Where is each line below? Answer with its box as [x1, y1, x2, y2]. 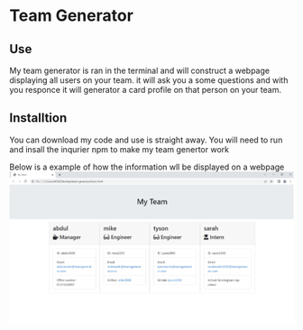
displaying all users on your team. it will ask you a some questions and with [9, 75, 289, 86]
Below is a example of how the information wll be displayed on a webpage [9, 161, 285, 172]
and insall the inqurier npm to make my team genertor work [9, 143, 230, 154]
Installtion [9, 110, 68, 126]
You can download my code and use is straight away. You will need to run [9, 134, 283, 145]
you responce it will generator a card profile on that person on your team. [9, 85, 282, 95]
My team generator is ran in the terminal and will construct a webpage [9, 65, 271, 76]
